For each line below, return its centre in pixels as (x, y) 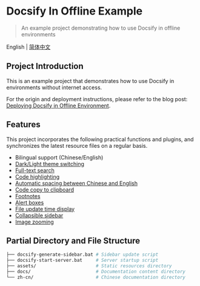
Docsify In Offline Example (75, 11)
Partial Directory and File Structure (73, 241)
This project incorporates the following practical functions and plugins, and (100, 139)
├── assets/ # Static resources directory (89, 266)
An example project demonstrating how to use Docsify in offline (101, 28)
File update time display (45, 209)
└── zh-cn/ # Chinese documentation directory (96, 277)
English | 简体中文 (28, 47)
